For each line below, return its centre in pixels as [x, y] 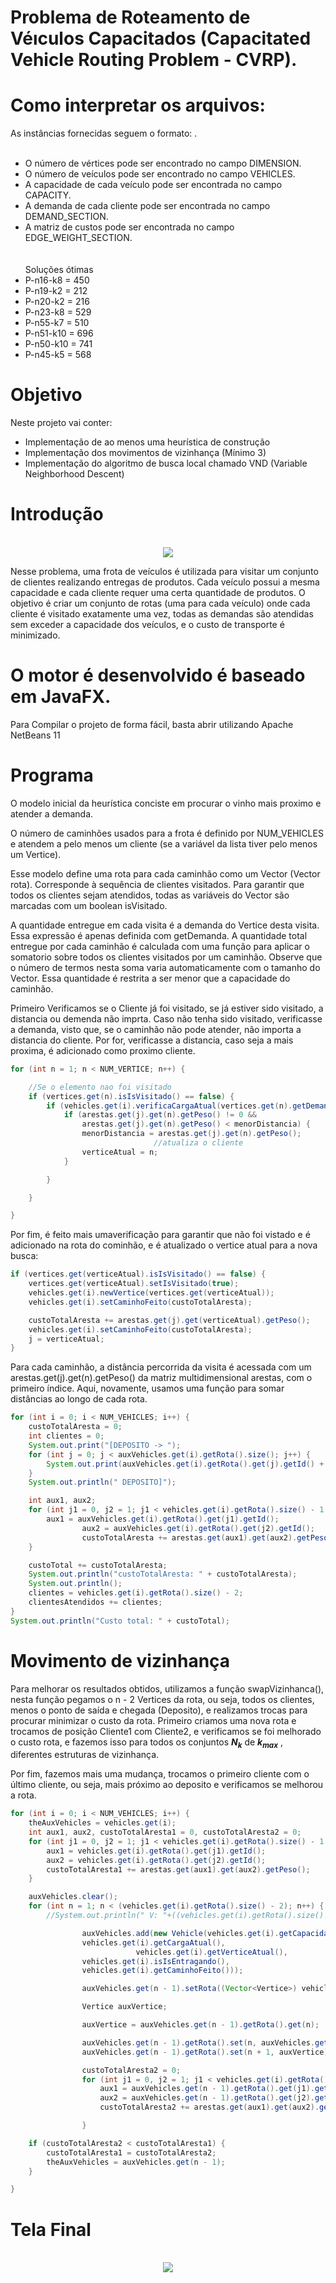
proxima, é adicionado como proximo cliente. [103, 1050]
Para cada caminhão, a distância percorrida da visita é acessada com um [161, 1367]
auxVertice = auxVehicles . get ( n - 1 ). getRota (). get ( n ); [200, 2025]
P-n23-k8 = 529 [58, 312]
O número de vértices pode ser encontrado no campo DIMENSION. [163, 163]
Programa [52, 775]
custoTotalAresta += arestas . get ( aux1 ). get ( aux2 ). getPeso [205, 1537]
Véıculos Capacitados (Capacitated [161, 38]
